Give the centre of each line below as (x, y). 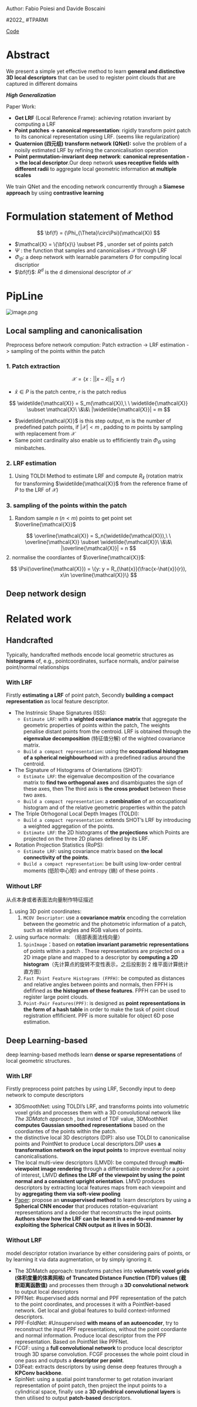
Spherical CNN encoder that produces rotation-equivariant (86, 1206)
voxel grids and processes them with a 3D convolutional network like (98, 1113)
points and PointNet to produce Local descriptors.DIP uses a (88, 1144)
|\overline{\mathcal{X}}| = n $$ (98, 548)
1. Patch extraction (33, 366)
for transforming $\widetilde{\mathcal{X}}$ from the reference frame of (101, 483)
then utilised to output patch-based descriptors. (73, 1398)
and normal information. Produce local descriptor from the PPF (90, 1335)
